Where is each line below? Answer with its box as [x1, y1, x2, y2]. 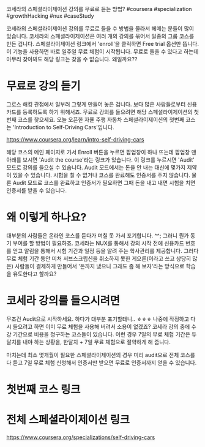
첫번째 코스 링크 [6, 383, 81, 396]
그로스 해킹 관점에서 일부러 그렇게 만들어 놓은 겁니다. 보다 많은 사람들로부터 [6, 100, 186, 108]
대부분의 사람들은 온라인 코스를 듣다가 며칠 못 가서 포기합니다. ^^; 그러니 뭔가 [6, 231, 189, 239]
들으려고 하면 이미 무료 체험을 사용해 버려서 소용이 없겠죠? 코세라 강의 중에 [12, 323, 190, 330]
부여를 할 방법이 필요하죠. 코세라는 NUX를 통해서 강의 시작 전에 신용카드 [12, 239, 185, 247]
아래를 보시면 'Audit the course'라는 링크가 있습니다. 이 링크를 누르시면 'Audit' [6, 156, 195, 163]
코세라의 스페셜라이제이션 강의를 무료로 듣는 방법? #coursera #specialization [6, 6, 192, 12]
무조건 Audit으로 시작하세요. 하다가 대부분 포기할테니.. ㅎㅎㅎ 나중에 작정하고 [6, 315, 190, 323]
